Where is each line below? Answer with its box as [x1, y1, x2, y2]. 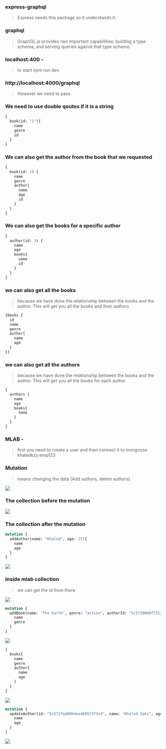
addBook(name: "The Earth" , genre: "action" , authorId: [9, 611, 127, 616]
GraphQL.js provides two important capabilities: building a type [17, 38, 146, 44]
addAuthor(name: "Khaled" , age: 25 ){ [9, 536, 87, 541]
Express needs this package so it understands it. [17, 15, 117, 21]
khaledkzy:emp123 [17, 452, 56, 458]
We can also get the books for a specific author [5, 222, 121, 229]
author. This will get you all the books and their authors [17, 303, 129, 309]
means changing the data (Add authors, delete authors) [17, 476, 130, 482]
